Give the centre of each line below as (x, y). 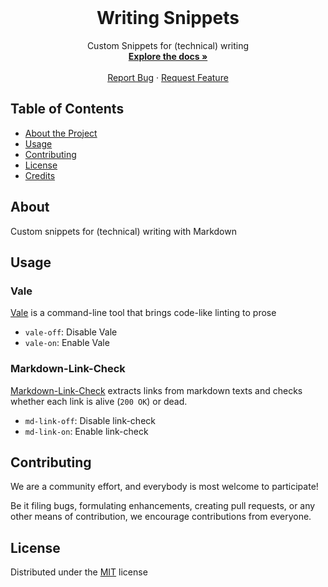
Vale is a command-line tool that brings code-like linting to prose (143, 313)
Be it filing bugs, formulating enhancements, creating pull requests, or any (163, 506)
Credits (40, 175)
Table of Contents (67, 109)
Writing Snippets (168, 18)
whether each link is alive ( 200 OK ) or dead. (99, 401)
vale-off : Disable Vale (71, 332)
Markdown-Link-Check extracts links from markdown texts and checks (156, 390)
